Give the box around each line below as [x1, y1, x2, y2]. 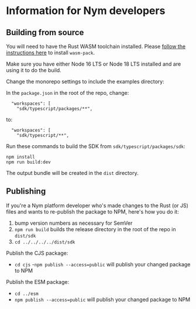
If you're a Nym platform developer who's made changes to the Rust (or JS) [6, 202, 189, 209]
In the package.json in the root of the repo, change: [6, 90, 129, 96]
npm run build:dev [6, 159, 51, 165]
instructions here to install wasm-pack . [6, 49, 95, 56]
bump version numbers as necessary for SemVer [14, 219, 133, 226]
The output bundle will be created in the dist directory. [6, 170, 139, 176]
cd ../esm [14, 291, 39, 297]
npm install [6, 154, 35, 160]
